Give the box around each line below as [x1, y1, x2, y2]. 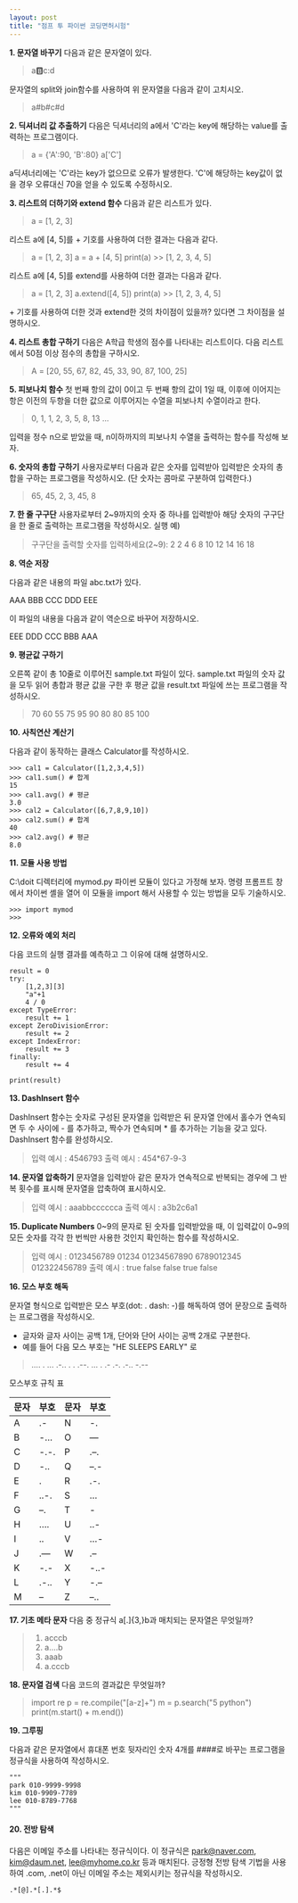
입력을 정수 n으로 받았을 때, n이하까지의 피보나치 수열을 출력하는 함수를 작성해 [9, 431, 279, 442]
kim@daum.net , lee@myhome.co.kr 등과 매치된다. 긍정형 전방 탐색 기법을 [9, 1857, 270, 1867]
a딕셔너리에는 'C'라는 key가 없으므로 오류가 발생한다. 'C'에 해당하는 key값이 [9, 167, 274, 178]
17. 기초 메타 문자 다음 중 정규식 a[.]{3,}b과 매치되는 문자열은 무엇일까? [9, 1614, 254, 1625]
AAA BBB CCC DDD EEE [9, 594, 98, 605]
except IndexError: [9, 1037, 82, 1046]
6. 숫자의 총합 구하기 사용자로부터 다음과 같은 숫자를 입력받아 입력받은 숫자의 [9, 461, 274, 472]
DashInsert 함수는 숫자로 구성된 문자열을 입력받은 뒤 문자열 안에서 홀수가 [9, 1112, 262, 1122]
